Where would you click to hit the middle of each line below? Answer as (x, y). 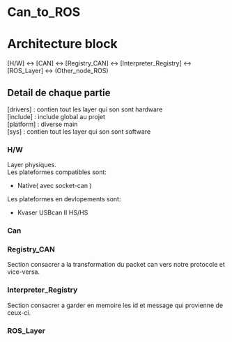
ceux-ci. (19, 312)
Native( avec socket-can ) (54, 186)
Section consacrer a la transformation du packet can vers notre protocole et (116, 265)
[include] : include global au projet (56, 116)
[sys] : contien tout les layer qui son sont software (79, 131)
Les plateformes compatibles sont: (57, 172)
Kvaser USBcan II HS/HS (53, 212)
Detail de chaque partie (59, 92)
